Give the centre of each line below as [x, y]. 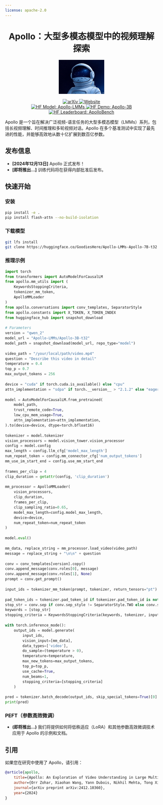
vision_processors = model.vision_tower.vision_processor [65, 441]
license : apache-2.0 [26, 10]
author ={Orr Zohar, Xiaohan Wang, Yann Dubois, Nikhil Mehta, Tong [83, 783]
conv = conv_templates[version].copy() [45, 564]
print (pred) [17, 702]
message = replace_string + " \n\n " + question [53, 553]
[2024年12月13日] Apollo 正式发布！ [48, 163]
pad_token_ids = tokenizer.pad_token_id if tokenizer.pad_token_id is [78, 600]
